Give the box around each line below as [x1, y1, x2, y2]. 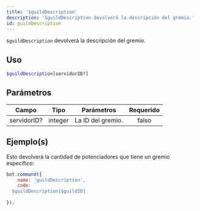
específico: [6, 159, 35, 166]
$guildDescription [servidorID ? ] [6, 71, 88, 77]
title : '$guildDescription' [6, 9, 78, 15]
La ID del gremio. [74, 116, 123, 124]
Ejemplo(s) [6, 137, 49, 147]
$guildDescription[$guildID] [12, 188, 86, 195]
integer [48, 116, 69, 124]
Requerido [129, 105, 160, 114]
